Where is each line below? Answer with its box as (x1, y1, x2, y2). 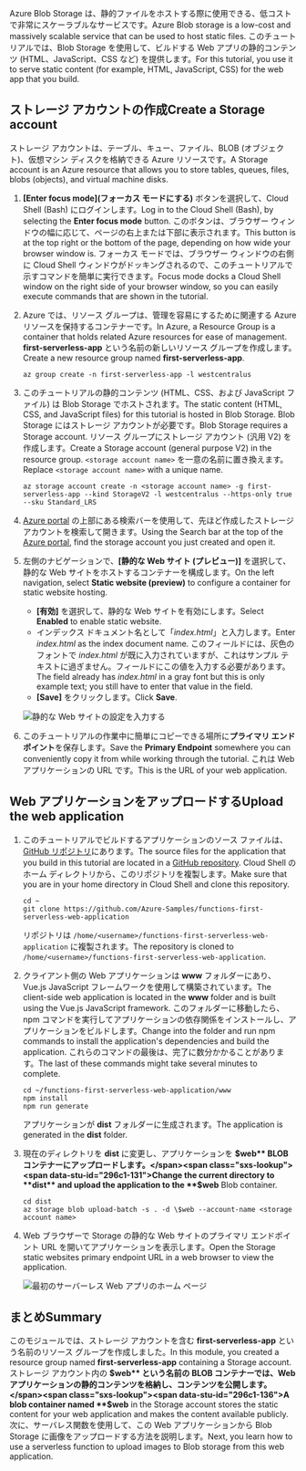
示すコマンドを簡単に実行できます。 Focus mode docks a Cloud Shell (22, 270, 281, 281)
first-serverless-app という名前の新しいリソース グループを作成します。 (22, 341, 297, 353)
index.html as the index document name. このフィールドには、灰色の (36, 638, 295, 649)
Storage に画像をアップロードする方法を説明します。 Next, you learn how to (9, 1431, 293, 1442)
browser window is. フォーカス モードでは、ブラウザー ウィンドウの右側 (22, 247, 294, 258)
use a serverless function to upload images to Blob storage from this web (9, 1441, 285, 1453)
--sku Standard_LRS (22, 497, 97, 506)
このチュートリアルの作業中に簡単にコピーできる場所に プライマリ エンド (22, 730, 296, 741)
